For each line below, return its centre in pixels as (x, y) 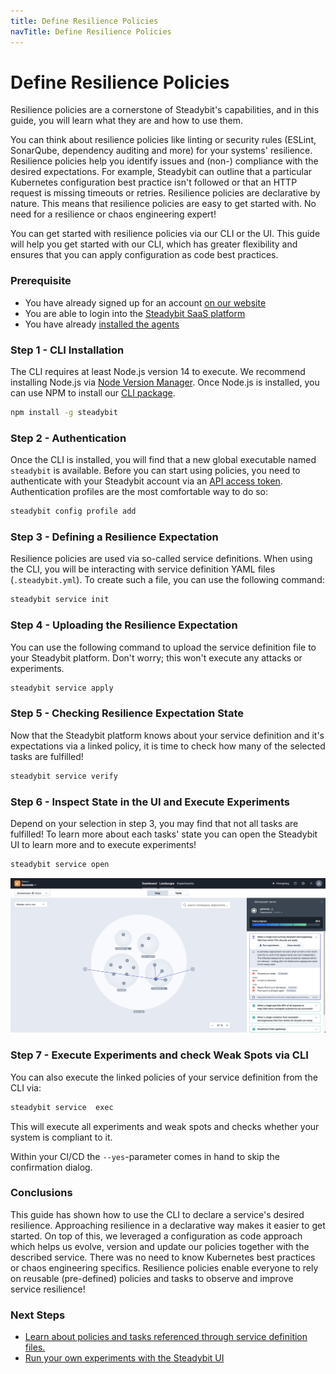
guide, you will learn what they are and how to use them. (126, 121)
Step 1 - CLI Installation (67, 350)
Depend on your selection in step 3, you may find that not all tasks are (154, 823)
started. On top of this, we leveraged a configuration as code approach (156, 1236)
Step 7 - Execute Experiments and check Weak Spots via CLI (159, 1055)
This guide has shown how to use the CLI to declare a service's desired (157, 1214)
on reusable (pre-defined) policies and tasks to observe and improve (152, 1278)
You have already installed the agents (102, 324)
